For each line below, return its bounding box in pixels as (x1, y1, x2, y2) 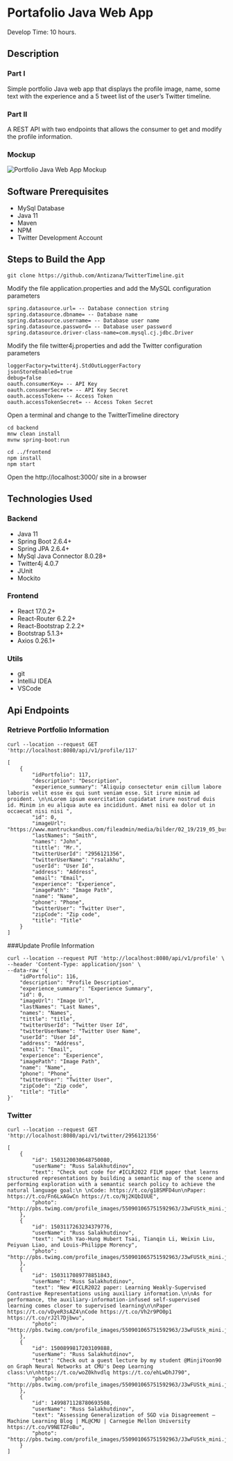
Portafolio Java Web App (7, 5, 154, 21)
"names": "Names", (19, 1009, 73, 1016)
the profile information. (7, 132, 73, 140)
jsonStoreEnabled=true (7, 368, 73, 375)
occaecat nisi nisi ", (7, 807, 73, 815)
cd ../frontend (7, 448, 51, 455)
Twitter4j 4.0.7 (17, 559, 59, 567)
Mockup (7, 149, 36, 159)
